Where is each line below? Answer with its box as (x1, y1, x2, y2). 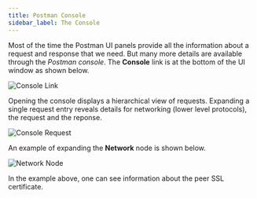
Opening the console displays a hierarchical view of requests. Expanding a (8, 96, 250, 105)
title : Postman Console (8, 11, 86, 20)
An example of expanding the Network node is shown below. (8, 143, 207, 152)
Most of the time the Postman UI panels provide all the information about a (8, 40, 249, 49)
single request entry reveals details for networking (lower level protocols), (8, 104, 248, 114)
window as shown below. (8, 65, 90, 75)
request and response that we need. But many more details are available (8, 49, 242, 58)
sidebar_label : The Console (8, 19, 101, 27)
